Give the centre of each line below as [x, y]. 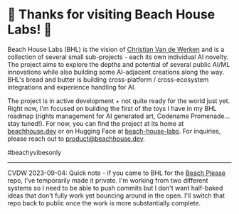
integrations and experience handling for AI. [72, 87]
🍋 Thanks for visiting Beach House [111, 15]
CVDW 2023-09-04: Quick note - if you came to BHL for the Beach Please [117, 173]
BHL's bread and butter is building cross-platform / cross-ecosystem [108, 79]
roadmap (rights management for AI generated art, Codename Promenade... [119, 116]
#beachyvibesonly [34, 152]
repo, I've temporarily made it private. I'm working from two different [108, 180]
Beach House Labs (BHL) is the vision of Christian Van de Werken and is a [116, 49]
